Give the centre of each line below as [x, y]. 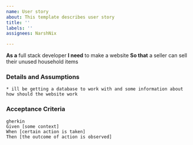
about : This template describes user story [60, 17]
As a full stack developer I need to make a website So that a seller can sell [97, 55]
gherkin [16, 121]
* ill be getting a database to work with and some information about [95, 89]
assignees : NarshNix [32, 34]
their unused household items [42, 62]
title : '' [18, 22]
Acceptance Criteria [36, 109]
